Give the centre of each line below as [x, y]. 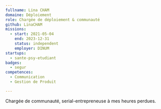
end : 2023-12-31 [32, 39]
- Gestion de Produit [33, 82]
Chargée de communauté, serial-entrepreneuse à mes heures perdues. [81, 101]
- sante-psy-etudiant [33, 58]
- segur [18, 67]
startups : [16, 53]
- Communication [27, 77]
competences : [19, 72]
